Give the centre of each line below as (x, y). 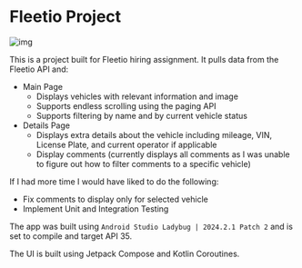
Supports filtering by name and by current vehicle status (142, 115)
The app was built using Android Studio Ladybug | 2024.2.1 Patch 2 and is (151, 226)
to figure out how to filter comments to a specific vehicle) (144, 164)
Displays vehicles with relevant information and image (137, 96)
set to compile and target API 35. (71, 236)
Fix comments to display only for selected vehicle (116, 199)
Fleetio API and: (39, 69)
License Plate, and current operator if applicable (126, 144)
